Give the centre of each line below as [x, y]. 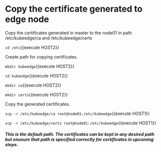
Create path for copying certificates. [41, 57]
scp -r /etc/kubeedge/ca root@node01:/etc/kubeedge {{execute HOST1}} [77, 114]
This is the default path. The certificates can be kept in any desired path [80, 134]
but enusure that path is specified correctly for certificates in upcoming [80, 139]
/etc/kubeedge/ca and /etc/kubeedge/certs [49, 38]
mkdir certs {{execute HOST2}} [36, 95]
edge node [27, 19]
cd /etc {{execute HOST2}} [32, 47]
